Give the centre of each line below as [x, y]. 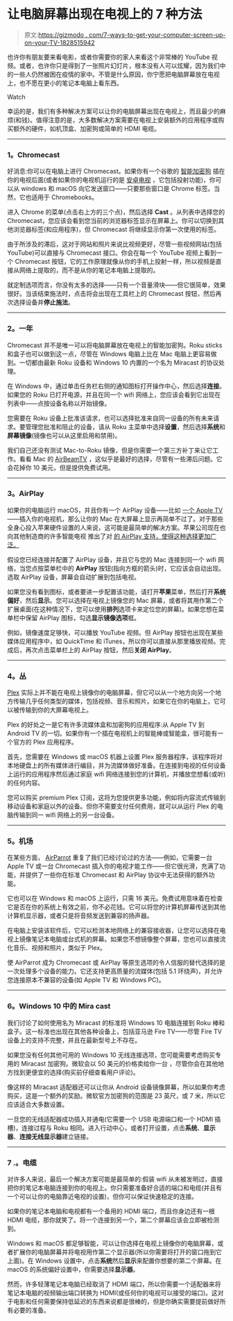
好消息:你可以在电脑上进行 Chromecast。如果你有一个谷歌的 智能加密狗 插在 [116, 172]
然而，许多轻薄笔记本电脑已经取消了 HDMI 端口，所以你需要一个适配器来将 [114, 1284]
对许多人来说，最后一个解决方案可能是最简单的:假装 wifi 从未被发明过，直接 [115, 1179]
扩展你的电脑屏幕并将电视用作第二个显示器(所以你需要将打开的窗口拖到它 [118, 1252]
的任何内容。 [25, 783]
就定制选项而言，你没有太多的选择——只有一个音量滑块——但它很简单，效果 [116, 285]
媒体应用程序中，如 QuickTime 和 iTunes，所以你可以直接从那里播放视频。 [113, 641]
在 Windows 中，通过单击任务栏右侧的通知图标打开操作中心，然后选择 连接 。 [116, 385]
